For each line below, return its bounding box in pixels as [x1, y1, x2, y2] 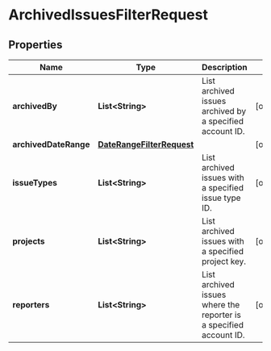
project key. [201, 256, 247, 267]
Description [201, 62, 248, 73]
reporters [12, 299, 50, 310]
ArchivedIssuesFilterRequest [8, 6, 208, 24]
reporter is [201, 309, 242, 320]
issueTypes [12, 178, 58, 188]
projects [12, 236, 46, 247]
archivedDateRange [12, 139, 90, 150]
